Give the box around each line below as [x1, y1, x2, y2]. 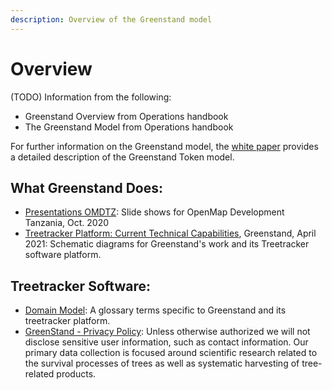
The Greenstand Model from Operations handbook [24, 121, 234, 133]
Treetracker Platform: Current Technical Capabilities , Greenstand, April [24, 227, 317, 240]
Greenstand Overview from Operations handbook [24, 110, 229, 122]
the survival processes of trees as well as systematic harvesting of [24, 357, 300, 370]
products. [56, 368, 97, 380]
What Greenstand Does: [10, 179, 163, 196]
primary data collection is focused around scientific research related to [24, 347, 318, 359]
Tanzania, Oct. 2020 [24, 217, 110, 229]
